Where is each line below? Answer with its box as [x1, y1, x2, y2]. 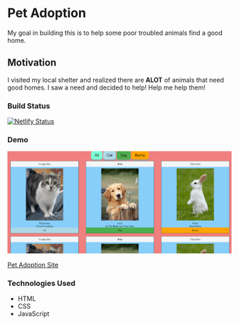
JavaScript [17, 309, 50, 318]
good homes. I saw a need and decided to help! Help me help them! [7, 83, 206, 92]
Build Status [7, 101, 51, 111]
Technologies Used [7, 278, 76, 288]
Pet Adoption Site [7, 260, 59, 269]
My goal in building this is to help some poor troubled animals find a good [7, 28, 223, 37]
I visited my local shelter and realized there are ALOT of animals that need [7, 75, 224, 84]
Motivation [7, 57, 57, 69]
